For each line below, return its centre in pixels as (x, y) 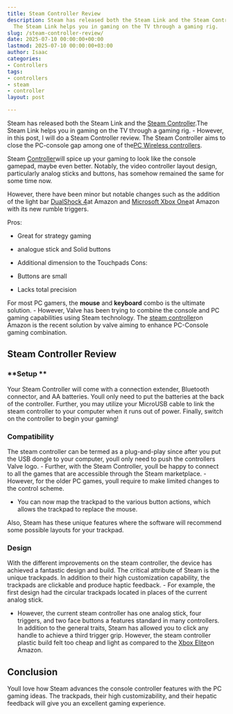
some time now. (30, 181)
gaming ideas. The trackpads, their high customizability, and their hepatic (112, 696)
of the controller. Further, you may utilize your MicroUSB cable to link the (111, 403)
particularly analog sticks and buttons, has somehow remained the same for (115, 173)
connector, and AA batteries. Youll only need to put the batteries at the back (116, 397)
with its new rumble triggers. (48, 209)
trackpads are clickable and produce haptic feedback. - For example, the (111, 585)
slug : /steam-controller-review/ (55, 33)
